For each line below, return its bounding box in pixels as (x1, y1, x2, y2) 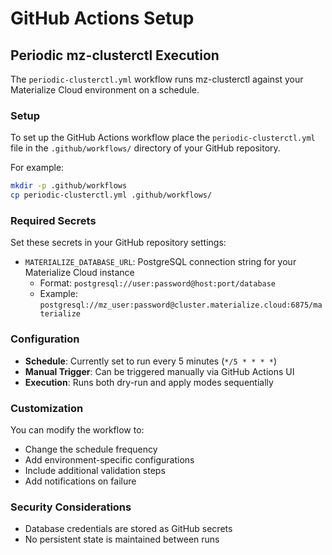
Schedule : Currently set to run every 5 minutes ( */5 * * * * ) (24, 355, 278, 367)
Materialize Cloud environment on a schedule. (10, 84, 200, 96)
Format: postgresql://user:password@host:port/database (39, 277, 277, 289)
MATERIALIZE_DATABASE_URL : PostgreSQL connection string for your (24, 256, 297, 268)
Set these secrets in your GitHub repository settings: (10, 237, 227, 249)
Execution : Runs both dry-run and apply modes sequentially (24, 376, 274, 388)
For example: (10, 162, 65, 174)
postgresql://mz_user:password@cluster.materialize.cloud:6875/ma (39, 300, 323, 311)
